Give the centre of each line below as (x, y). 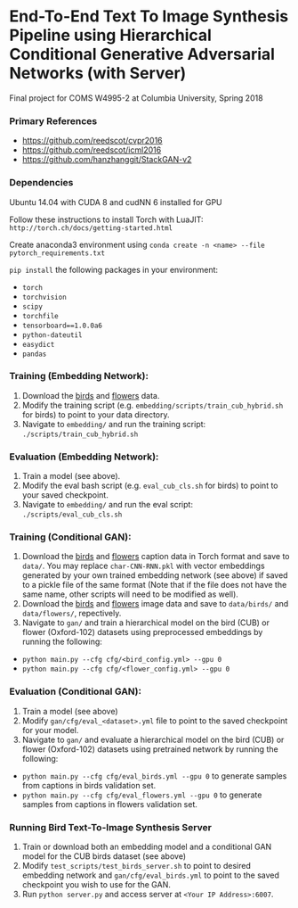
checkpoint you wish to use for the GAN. (96, 885)
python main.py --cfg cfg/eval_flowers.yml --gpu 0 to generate (142, 795)
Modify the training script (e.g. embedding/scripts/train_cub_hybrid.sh (153, 405)
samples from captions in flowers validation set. (110, 804)
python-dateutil (52, 335)
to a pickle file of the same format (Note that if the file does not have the (154, 585)
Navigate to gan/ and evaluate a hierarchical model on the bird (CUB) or (153, 739)
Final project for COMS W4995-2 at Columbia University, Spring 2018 (137, 98)
